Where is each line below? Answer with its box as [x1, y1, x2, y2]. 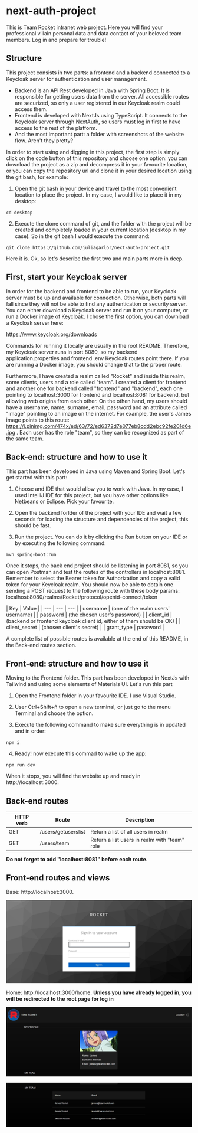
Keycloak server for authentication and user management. [6, 75, 147, 82]
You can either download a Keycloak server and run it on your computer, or [6, 306, 189, 314]
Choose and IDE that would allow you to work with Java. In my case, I [14, 485, 184, 492]
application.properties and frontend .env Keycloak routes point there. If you [6, 354, 189, 361]
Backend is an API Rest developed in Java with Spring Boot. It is [14, 87, 170, 94]
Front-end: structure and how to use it [6, 658, 149, 668]
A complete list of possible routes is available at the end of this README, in [6, 635, 189, 642]
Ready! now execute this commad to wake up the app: [14, 750, 147, 757]
